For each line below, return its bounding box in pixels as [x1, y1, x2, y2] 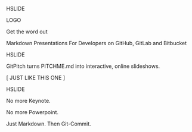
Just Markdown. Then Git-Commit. [6, 120, 91, 127]
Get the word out [6, 28, 48, 35]
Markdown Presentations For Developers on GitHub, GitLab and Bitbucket [6, 40, 187, 46]
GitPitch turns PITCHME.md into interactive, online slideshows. [6, 62, 160, 70]
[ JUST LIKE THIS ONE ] [6, 74, 66, 81]
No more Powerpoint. [6, 109, 58, 115]
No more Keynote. [6, 98, 51, 104]
